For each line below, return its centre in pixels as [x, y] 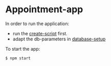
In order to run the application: [37, 24]
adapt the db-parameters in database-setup [59, 39]
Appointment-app [44, 9]
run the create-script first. [40, 33]
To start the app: [23, 49]
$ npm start [18, 58]
